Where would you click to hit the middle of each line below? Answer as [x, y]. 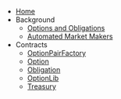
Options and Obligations [66, 28]
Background [35, 20]
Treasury [42, 86]
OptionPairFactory [57, 53]
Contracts [32, 45]
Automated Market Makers [70, 36]
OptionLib [43, 78]
